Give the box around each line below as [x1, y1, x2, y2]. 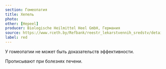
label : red [5, 35, 28, 40]
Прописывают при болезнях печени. [5, 58, 83, 64]
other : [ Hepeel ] [5, 21, 39, 26]
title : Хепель [5, 12, 35, 17]
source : [5, 30, 21, 35]
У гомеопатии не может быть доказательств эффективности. [5, 48, 134, 55]
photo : [5, 16, 19, 21]
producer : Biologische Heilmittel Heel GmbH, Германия [5, 26, 121, 31]
